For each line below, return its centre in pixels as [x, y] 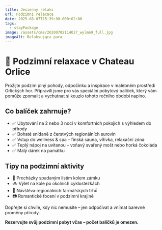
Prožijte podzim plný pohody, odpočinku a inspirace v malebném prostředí [80, 85]
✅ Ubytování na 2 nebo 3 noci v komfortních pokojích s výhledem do [82, 123]
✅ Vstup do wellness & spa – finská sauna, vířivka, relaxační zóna [78, 139]
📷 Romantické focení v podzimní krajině [53, 196]
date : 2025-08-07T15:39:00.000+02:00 [44, 19]
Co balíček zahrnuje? [38, 111]
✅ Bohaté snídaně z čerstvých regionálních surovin [64, 134]
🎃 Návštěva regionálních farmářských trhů [55, 191]
